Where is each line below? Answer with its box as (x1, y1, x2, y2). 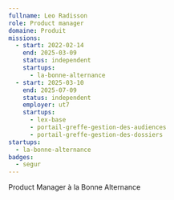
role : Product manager (8, 19, 84, 27)
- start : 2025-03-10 (15, 78, 84, 86)
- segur (15, 161, 42, 169)
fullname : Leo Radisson (8, 11, 88, 20)
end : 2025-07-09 (22, 86, 78, 94)
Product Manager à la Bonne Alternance (8, 182, 141, 192)
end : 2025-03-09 (22, 49, 78, 57)
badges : (8, 153, 34, 161)
